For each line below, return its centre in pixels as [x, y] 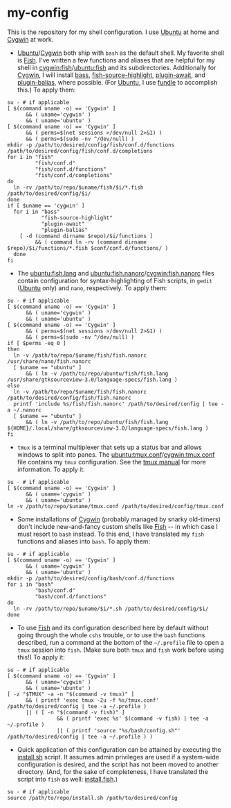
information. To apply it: [51, 469]
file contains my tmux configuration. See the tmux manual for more [111, 462]
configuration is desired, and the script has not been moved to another [118, 764]
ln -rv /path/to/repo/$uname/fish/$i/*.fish [78, 187]
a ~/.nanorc [24, 410]
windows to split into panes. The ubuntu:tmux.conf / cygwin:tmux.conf [116, 454]
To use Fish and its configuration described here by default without [113, 628]
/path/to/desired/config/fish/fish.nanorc [69, 398]
